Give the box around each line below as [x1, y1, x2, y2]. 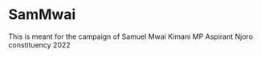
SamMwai [8, 6, 76, 24]
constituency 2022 [8, 40, 71, 49]
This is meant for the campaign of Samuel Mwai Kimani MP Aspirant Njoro [8, 32, 253, 41]
